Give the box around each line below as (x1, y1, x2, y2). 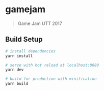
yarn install (5, 53, 33, 58)
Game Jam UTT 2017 (17, 20, 62, 26)
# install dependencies (5, 48, 56, 54)
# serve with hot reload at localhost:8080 (5, 63, 99, 68)
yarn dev (5, 67, 24, 72)
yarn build (5, 81, 29, 86)
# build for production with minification (5, 76, 97, 82)
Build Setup (5, 35, 43, 44)
